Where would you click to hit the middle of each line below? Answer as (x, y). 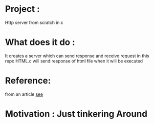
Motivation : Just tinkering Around (76, 114)
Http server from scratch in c (34, 22)
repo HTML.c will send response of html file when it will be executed (74, 61)
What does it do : (40, 42)
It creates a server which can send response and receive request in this (77, 56)
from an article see (24, 94)
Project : (22, 9)
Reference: (28, 81)
